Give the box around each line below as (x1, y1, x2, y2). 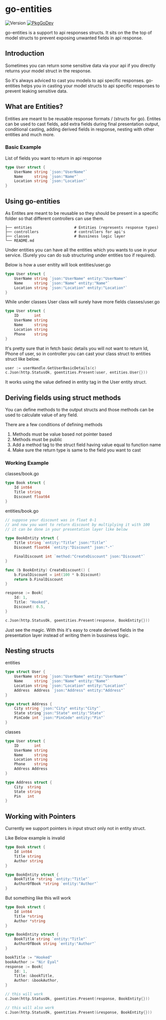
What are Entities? (5, 102, 64, 111)
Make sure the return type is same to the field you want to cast (12, 447, 141, 453)
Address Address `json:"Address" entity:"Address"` (14, 688, 126, 693)
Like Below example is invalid (5, 835, 65, 841)
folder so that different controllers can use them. (5, 215, 104, 222)
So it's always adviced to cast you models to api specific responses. (5, 77, 145, 83)
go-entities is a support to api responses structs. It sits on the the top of (5, 29, 153, 35)
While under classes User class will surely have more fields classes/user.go (5, 299, 160, 305)
